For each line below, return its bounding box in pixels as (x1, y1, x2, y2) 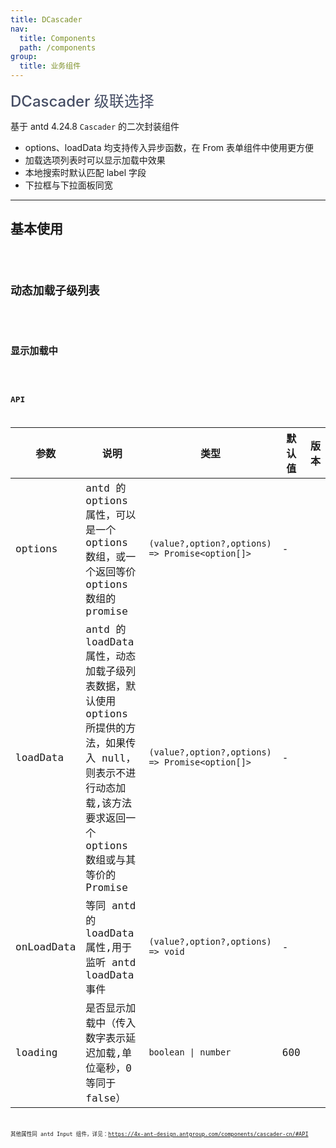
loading (15, 1046, 58, 1059)
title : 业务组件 (19, 61, 82, 71)
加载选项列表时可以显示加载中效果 (24, 154, 166, 166)
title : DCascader (10, 14, 83, 25)
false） (85, 1092, 127, 1105)
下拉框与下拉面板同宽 (24, 179, 113, 191)
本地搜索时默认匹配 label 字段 (24, 167, 147, 178)
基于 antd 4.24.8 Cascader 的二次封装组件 (10, 121, 180, 132)
